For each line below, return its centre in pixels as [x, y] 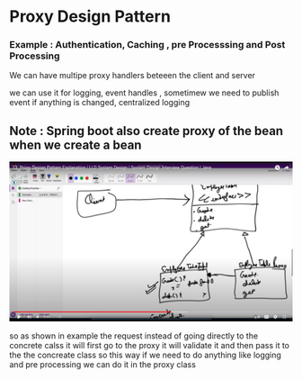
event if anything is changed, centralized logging [100, 103]
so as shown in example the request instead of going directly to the [134, 336]
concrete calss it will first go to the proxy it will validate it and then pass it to [150, 345]
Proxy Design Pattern [90, 17]
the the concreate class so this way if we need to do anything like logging [145, 355]
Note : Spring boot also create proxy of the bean [147, 131]
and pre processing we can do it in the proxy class [102, 364]
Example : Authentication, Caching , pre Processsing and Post [147, 45]
